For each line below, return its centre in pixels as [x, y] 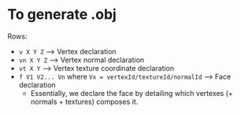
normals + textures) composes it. [84, 101]
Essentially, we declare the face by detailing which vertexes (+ [132, 93]
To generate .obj [62, 15]
